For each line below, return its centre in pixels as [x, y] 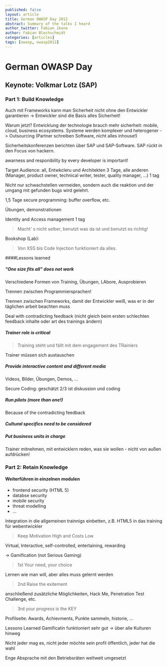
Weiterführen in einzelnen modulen [43, 479]
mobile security [28, 501]
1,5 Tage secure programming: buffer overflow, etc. [58, 200]
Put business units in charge [35, 436]
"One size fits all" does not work [39, 269]
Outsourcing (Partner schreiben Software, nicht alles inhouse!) [73, 135]
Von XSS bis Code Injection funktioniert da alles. [67, 248]
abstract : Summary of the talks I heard [48, 24]
